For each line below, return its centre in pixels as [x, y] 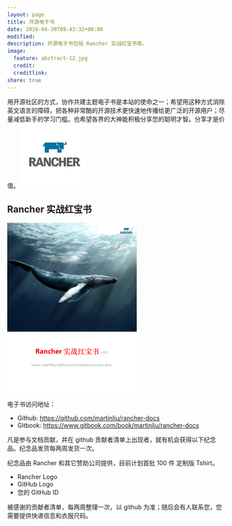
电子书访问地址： [31, 404]
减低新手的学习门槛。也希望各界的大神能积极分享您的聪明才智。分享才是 [116, 119]
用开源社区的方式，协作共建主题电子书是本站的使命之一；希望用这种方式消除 [116, 102]
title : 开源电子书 [31, 22]
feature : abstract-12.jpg [51, 59]
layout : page [26, 15]
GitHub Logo [35, 485]
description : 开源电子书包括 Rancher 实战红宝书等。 [77, 44]
